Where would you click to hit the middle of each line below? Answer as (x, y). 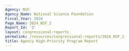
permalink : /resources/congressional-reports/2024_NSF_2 (65, 37)
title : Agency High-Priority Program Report (51, 41)
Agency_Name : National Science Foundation (49, 14)
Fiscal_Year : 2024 (24, 18)
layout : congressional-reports (37, 32)
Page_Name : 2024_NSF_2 (28, 23)
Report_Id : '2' (21, 28)
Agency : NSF (17, 9)
